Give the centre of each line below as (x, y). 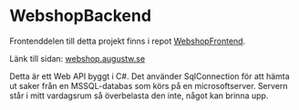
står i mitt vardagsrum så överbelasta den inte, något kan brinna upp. (139, 95)
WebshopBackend (81, 16)
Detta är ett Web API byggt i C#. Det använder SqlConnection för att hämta (149, 76)
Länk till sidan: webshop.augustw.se (77, 58)
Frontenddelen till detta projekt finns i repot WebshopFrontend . (128, 41)
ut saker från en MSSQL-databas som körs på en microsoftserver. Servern (149, 85)
